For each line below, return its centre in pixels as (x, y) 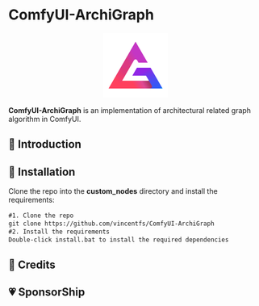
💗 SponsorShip (47, 292)
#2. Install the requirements (59, 232)
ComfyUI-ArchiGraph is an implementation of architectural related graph (130, 110)
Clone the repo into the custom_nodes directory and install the (113, 191)
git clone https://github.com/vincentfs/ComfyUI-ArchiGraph (112, 224)
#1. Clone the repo (41, 216)
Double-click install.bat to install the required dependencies (119, 240)
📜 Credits (32, 264)
